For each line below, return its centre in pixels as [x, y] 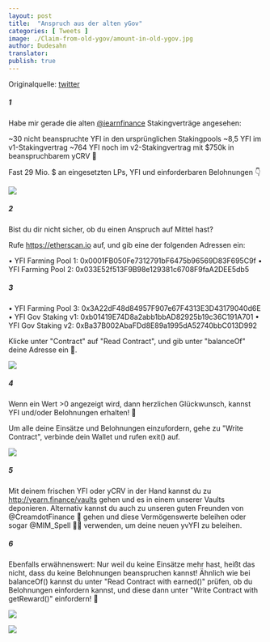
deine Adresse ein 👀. [43, 350]
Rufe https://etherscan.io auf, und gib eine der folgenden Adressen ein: [127, 244]
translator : [28, 53]
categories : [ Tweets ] [49, 31]
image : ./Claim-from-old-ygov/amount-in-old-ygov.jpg [101, 38]
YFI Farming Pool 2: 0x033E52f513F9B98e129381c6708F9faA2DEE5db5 [129, 269]
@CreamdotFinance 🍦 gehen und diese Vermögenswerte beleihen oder [127, 517]
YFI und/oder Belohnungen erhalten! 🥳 [72, 412]
